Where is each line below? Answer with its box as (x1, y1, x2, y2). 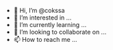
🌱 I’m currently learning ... (13, 21, 87, 28)
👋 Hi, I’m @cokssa (13, 7, 65, 14)
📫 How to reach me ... (13, 36, 77, 43)
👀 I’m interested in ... (13, 14, 72, 22)
